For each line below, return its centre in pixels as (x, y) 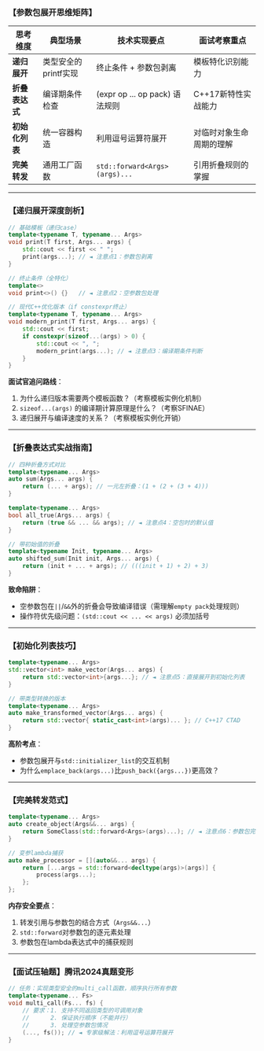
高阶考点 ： (26, 744)
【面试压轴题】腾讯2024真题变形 (71, 972)
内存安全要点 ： (32, 905)
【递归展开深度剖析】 (48, 211)
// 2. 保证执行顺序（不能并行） (77, 1018)
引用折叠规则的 (221, 165)
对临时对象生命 (221, 133)
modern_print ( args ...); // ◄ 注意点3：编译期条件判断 (119, 351)
